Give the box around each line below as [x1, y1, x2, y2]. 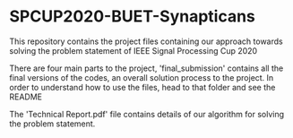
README [9, 91, 43, 102]
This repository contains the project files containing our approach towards [9, 36, 284, 47]
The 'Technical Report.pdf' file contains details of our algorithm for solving [9, 108, 285, 119]
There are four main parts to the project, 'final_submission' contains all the [9, 63, 284, 73]
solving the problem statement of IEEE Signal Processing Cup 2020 [9, 45, 258, 56]
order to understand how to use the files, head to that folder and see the [9, 82, 276, 92]
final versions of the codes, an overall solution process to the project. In [9, 72, 274, 82]
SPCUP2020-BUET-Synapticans [9, 6, 255, 27]
